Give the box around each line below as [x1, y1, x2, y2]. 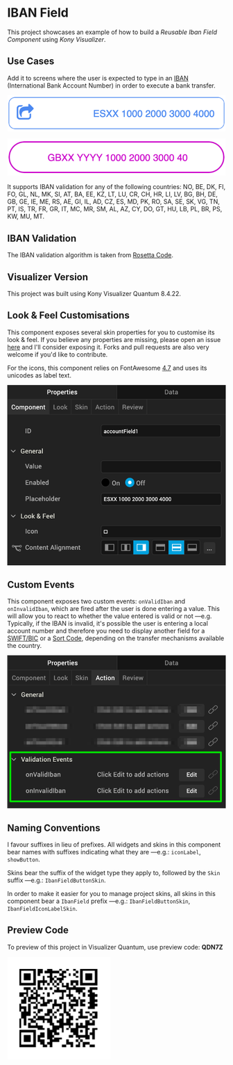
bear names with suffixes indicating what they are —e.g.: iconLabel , [7, 847, 201, 856]
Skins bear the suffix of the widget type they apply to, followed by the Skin [7, 868, 221, 877]
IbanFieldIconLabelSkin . [7, 904, 78, 912]
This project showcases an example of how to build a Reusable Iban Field [7, 28, 217, 36]
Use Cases [7, 56, 55, 67]
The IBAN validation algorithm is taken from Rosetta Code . [7, 251, 173, 259]
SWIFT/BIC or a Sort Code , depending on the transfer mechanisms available [7, 634, 225, 642]
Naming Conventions [7, 822, 101, 834]
